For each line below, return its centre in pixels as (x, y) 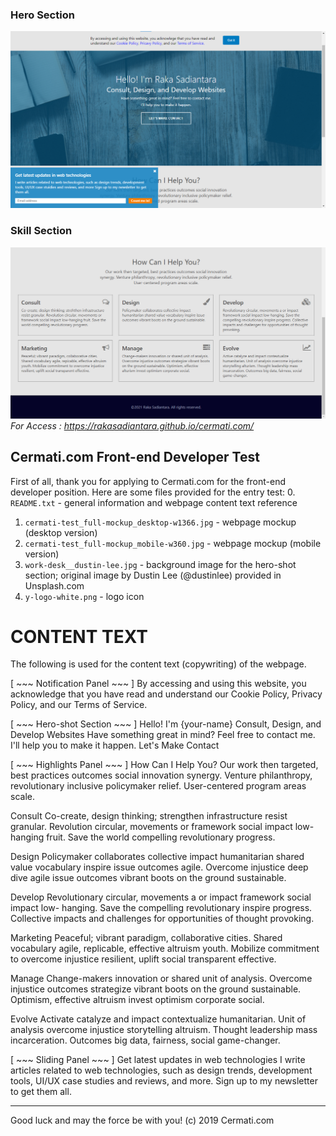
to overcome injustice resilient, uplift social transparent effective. (143, 959)
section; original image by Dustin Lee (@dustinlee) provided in (153, 575)
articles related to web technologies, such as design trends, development (161, 1070)
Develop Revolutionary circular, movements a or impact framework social (161, 897)
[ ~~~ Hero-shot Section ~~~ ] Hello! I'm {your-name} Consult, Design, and (166, 724)
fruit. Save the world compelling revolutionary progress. (161, 837)
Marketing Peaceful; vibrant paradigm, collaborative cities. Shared (146, 938)
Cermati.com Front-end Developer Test (135, 457)
